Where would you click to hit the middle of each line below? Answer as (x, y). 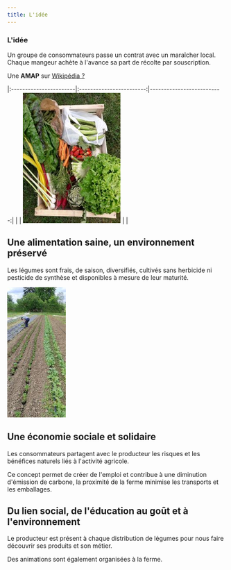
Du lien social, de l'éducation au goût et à (98, 511)
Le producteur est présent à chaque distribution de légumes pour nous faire (115, 539)
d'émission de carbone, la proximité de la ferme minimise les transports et (113, 482)
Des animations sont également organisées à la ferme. (85, 560)
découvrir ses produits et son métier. (60, 546)
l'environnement (44, 522)
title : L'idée (28, 15)
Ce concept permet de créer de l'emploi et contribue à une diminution (107, 474)
